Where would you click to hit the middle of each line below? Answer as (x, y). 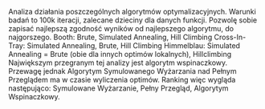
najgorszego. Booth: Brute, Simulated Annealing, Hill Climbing (110, 37)
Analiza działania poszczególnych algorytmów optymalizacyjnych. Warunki (132, 12)
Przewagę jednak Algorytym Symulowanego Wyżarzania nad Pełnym (122, 71)
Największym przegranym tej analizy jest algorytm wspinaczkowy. (118, 63)
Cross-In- (230, 37)
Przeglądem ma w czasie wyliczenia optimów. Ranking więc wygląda (122, 80)
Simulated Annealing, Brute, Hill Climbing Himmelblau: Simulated (134, 46)
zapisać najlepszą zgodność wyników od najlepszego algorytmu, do (121, 28)
